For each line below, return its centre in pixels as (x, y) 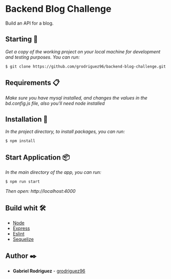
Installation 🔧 (27, 119)
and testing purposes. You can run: (42, 57)
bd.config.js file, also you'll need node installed (55, 103)
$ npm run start (23, 182)
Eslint (18, 234)
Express (21, 228)
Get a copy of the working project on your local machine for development (83, 51)
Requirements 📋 (33, 83)
